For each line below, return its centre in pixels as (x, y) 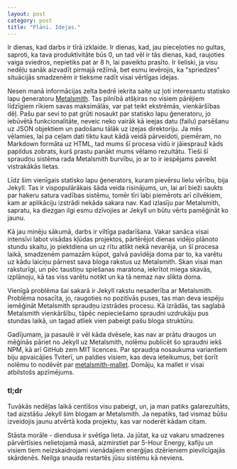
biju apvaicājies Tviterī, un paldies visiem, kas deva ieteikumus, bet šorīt (113, 357)
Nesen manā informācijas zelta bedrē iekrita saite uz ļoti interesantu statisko (119, 91)
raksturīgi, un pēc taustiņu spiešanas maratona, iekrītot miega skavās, (110, 270)
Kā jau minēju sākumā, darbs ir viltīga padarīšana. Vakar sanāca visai (108, 232)
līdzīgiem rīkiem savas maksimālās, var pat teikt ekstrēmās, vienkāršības (114, 106)
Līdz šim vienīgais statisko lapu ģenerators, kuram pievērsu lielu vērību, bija (118, 180)
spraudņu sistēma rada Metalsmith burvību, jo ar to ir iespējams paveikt (112, 159)
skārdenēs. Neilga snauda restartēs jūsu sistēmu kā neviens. (96, 458)
